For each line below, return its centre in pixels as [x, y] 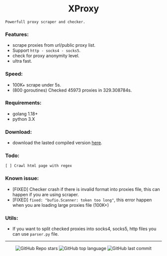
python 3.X [24, 119]
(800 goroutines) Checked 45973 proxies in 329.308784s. [72, 90]
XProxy [83, 9]
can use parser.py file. [36, 234]
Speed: [14, 74]
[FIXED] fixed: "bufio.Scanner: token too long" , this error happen [82, 200]
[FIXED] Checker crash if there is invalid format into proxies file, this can [86, 189]
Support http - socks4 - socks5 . [46, 51]
